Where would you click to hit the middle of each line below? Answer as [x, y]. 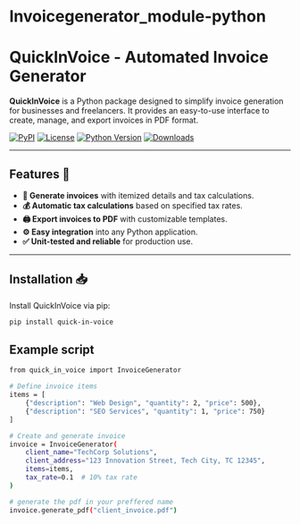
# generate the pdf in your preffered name [92, 502]
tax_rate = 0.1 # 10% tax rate [82, 478]
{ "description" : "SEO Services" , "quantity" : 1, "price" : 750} [146, 411]
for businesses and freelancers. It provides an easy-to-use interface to [139, 111]
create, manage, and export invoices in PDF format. [104, 120]
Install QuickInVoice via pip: [60, 305]
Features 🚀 [40, 174]
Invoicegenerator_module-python [137, 17]
